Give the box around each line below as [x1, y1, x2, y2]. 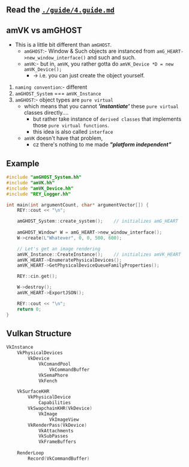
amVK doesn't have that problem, [23, 134, 103, 142]
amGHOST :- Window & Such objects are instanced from [23, 47, 155, 55]
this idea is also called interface [32, 128, 113, 136]
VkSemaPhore [38, 372, 68, 378]
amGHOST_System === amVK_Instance [14, 90, 101, 97]
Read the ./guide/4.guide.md [6, 5, 115, 15]
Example [6, 158, 40, 169]
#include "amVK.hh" [6, 179, 55, 185]
